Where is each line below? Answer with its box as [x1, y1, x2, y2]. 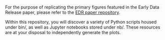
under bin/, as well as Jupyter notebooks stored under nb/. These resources [5, 24, 161, 30]
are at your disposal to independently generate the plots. [5, 30, 121, 35]
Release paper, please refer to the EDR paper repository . [5, 9, 120, 15]
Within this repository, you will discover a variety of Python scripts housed [5, 19, 157, 25]
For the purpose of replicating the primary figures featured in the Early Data [5, 4, 160, 10]
